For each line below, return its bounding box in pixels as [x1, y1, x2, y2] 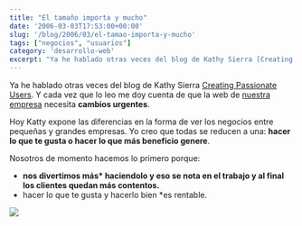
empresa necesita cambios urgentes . [9, 99, 151, 109]
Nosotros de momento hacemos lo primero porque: [9, 153, 201, 163]
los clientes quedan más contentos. [22, 180, 160, 190]
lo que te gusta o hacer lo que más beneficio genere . [9, 136, 211, 146]
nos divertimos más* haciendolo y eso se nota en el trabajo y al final [22, 170, 285, 181]
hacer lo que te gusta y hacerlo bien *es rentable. [22, 190, 208, 200]
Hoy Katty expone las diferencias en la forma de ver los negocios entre [9, 116, 274, 127]
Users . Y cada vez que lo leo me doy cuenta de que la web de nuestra [9, 89, 271, 100]
